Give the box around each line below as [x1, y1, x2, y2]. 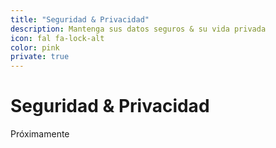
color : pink [10, 42, 60, 53]
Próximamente [10, 128, 70, 140]
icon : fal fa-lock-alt [10, 33, 105, 43]
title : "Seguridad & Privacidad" [10, 14, 150, 25]
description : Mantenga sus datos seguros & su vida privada [10, 24, 267, 34]
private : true [10, 52, 70, 62]
